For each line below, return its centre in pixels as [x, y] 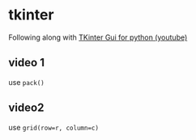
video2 [26, 108]
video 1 [26, 63]
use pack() [26, 82]
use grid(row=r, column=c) [54, 127]
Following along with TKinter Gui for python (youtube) [98, 37]
